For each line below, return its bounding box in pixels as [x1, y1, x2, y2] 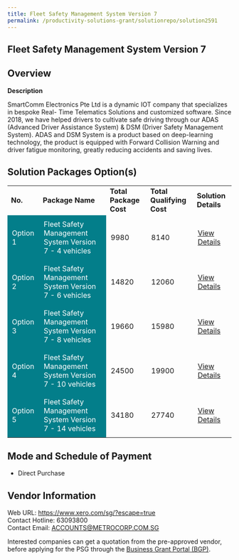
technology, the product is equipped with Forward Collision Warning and [7, 138, 220, 146]
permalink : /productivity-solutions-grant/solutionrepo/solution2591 [7, 17, 218, 24]
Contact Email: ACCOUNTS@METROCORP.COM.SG [7, 524, 159, 532]
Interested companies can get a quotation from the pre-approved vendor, [7, 537, 223, 546]
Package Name [42, 195, 95, 205]
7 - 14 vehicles [43, 424, 96, 434]
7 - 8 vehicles [43, 335, 91, 345]
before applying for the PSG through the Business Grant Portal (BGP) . [7, 545, 211, 554]
